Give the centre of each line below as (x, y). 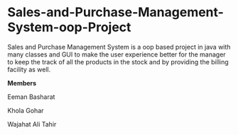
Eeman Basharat (31, 97)
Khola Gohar (26, 110)
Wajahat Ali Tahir (32, 124)
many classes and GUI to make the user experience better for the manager (117, 54)
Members (22, 83)
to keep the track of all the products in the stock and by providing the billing (118, 61)
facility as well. (29, 69)
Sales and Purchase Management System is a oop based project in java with (119, 47)
